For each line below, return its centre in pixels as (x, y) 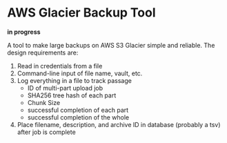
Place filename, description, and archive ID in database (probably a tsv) (119, 124)
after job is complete (46, 132)
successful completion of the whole (78, 117)
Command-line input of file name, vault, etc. (80, 73)
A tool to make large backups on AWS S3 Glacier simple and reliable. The (111, 45)
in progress (24, 32)
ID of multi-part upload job (65, 88)
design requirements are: (43, 53)
